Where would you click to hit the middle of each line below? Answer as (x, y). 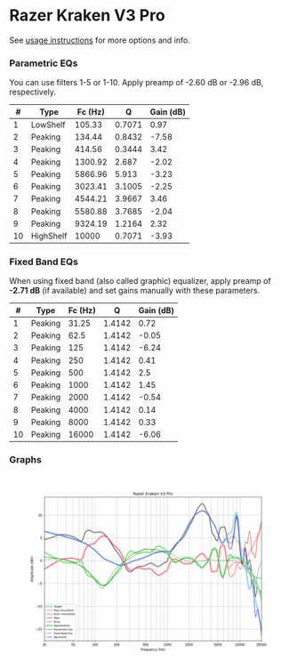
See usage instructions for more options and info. (100, 40)
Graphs (25, 460)
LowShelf (48, 125)
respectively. (32, 92)
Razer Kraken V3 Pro (88, 16)
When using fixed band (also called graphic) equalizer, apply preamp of (140, 281)
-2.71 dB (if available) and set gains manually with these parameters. (135, 291)
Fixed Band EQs (44, 262)
